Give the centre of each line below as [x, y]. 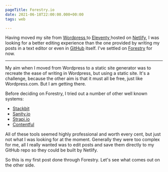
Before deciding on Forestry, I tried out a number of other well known [76, 93]
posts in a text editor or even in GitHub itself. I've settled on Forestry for [79, 48]
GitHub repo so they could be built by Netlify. [52, 150]
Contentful [23, 124]
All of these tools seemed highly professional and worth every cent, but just [83, 134]
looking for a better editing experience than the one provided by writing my [82, 43]
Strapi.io [21, 119]
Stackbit [21, 108]
